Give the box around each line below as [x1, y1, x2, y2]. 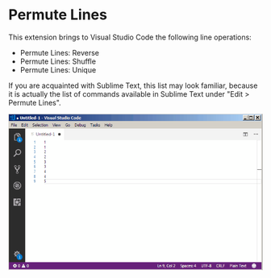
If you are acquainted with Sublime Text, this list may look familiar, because [8, 81, 258, 90]
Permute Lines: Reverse [19, 48, 99, 57]
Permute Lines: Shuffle [19, 56, 97, 66]
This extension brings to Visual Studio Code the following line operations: [8, 32, 252, 42]
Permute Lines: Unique [19, 64, 97, 74]
